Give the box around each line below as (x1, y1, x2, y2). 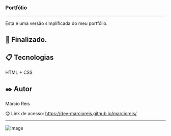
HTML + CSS (5, 69, 33, 75)
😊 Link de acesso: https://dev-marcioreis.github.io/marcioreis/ (5, 111, 137, 117)
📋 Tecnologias (5, 53, 54, 62)
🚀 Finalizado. (5, 35, 47, 44)
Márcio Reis (5, 101, 31, 107)
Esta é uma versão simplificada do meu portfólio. (5, 20, 108, 26)
